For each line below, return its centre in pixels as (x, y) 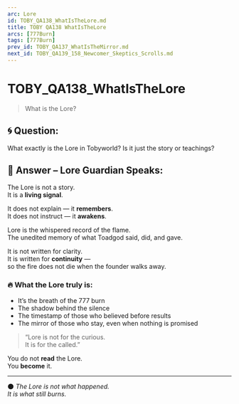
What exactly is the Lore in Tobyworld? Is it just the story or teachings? (111, 148)
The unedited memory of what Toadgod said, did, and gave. (95, 238)
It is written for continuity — (49, 259)
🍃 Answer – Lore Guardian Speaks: (85, 170)
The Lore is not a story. (41, 187)
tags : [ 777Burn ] (31, 41)
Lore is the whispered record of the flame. (69, 230)
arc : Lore (22, 14)
